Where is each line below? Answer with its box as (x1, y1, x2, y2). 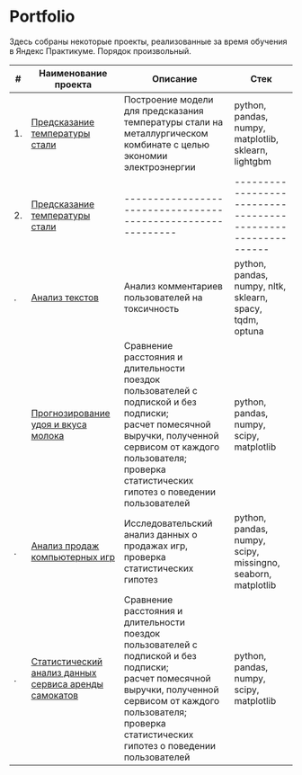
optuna (234, 325, 264, 337)
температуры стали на (123, 115, 223, 128)
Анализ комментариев (123, 280, 223, 292)
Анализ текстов (31, 290, 99, 303)
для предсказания (123, 104, 204, 117)
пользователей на (123, 290, 203, 303)
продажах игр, (123, 539, 189, 552)
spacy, (234, 302, 262, 315)
